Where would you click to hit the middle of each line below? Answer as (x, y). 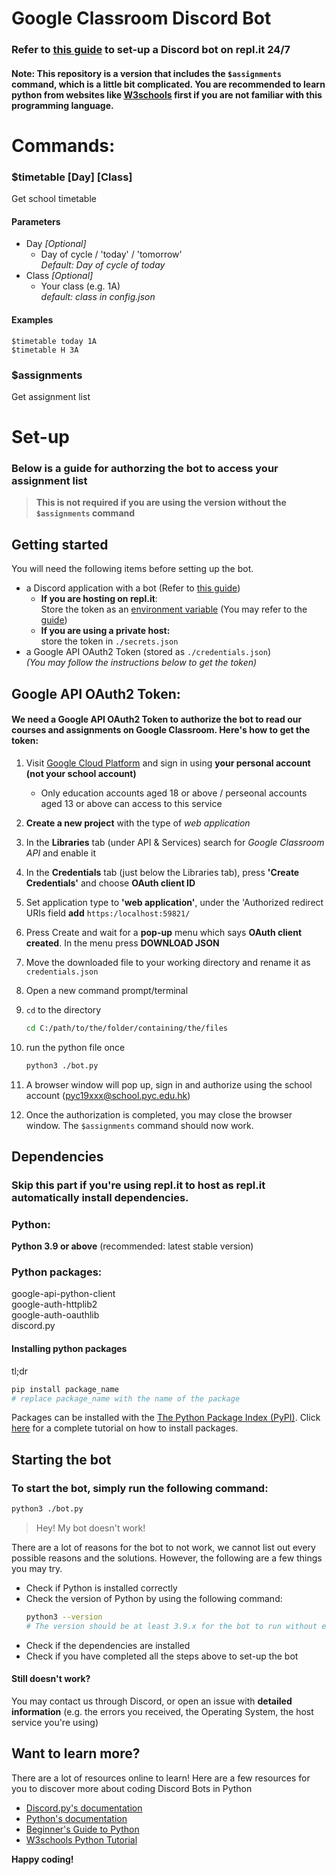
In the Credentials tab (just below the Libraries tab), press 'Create (162, 872)
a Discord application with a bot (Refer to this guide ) (133, 588)
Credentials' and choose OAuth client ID (110, 883)
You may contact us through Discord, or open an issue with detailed (152, 1701)
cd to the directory (63, 1009)
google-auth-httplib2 (54, 1304)
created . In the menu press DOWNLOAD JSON (122, 943)
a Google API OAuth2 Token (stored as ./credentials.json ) (148, 652)
